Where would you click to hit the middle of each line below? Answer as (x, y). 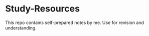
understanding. (21, 27)
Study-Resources (43, 9)
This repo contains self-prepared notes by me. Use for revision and (75, 22)
